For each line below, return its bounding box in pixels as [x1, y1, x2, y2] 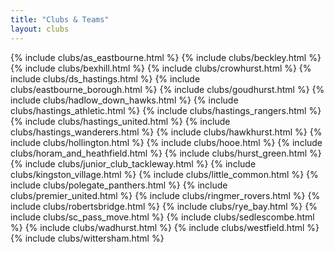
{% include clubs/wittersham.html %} [10, 232, 165, 244]
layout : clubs [10, 24, 70, 34]
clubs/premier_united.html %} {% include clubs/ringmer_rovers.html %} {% [10, 189, 321, 201]
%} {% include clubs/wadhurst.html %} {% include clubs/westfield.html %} [10, 221, 320, 233]
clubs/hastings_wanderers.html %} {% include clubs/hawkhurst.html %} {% [10, 126, 323, 138]
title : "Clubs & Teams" [10, 14, 110, 25]
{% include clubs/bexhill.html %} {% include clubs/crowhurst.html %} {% [10, 62, 312, 74]
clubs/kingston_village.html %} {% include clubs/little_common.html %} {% [10, 168, 319, 180]
